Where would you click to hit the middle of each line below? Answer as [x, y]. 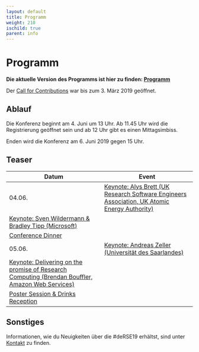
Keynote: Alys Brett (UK [137, 186]
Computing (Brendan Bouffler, [51, 277]
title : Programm [26, 17]
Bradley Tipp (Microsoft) [43, 225]
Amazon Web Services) [42, 284]
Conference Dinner [36, 235]
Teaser [19, 160]
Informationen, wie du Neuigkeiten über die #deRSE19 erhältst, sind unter [96, 336]
